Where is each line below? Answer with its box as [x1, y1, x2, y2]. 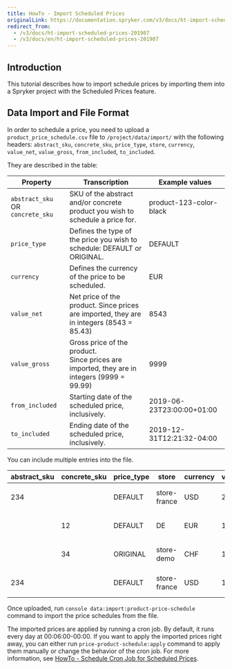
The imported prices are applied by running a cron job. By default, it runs [7, 625, 215, 633]
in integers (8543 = [69, 317, 133, 327]
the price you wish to [69, 234, 138, 244]
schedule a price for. [69, 215, 137, 225]
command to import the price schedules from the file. [7, 611, 159, 619]
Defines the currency [69, 263, 138, 273]
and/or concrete [69, 198, 122, 207]
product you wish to [69, 206, 135, 216]
